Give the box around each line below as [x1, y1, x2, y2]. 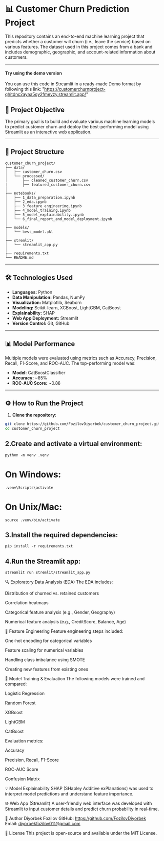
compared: [5, 681, 27, 687]
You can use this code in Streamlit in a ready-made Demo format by [5, 81, 142, 87]
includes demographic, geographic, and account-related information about [5, 49, 156, 55]
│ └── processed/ [5, 173, 45, 178]
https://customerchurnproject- [44, 86, 106, 92]
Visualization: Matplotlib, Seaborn [12, 299, 82, 305]
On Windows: [5, 469, 61, 480]
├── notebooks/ [5, 191, 36, 196]
